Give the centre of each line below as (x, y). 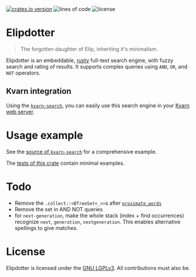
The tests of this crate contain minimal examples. (65, 163)
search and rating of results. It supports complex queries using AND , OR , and (97, 66)
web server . (21, 112)
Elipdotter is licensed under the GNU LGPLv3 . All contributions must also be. (98, 268)
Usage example (45, 135)
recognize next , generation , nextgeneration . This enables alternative (97, 222)
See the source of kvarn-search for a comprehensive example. (82, 151)
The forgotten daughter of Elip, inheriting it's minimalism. (89, 49)
